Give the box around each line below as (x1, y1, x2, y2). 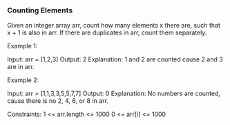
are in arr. (7, 63, 35, 71)
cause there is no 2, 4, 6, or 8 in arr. (7, 97, 109, 105)
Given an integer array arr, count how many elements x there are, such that (7, 21, 221, 30)
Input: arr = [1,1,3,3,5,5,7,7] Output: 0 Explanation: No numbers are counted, (7, 89, 221, 98)
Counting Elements (7, 6, 73, 15)
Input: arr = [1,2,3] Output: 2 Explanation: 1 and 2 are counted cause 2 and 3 (7, 55, 223, 64)
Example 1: (7, 42, 38, 50)
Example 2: (7, 76, 39, 84)
